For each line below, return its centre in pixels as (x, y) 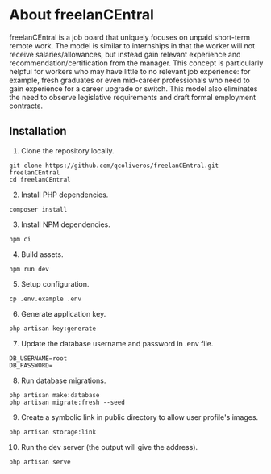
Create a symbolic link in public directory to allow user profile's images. (140, 417)
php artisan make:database (54, 395)
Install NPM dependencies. (66, 224)
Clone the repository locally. (68, 150)
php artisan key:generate (52, 329)
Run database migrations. (63, 380)
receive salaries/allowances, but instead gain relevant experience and (125, 54)
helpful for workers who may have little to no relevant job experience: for (130, 71)
